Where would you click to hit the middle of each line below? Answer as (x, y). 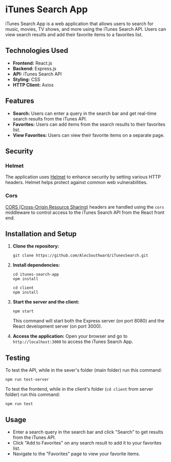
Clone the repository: (36, 246)
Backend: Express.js (35, 68)
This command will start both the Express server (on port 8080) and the (89, 321)
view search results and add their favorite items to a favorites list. (74, 34)
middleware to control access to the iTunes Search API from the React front (85, 212)
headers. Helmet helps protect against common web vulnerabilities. (77, 183)
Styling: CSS (26, 79)
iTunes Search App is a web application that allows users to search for (79, 24)
